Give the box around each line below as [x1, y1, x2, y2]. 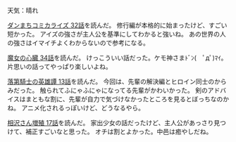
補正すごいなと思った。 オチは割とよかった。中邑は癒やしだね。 [25, 127, 213, 136]
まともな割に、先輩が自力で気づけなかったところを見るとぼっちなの [25, 95, 223, 103]
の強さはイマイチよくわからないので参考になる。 [7, 39, 149, 47]
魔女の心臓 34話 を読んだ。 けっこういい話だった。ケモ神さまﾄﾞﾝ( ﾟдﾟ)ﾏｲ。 [7, 53, 228, 62]
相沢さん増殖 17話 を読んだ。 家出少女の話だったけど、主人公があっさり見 [7, 119, 221, 127]
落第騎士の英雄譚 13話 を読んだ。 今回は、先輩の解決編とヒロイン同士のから [7, 77, 227, 86]
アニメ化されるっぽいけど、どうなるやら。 [20, 104, 144, 112]
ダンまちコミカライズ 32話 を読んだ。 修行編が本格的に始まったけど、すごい [7, 21, 228, 30]
